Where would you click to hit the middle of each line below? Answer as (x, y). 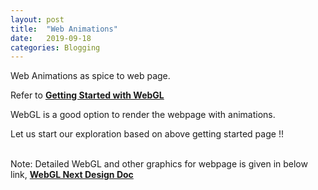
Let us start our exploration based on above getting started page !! (147, 134)
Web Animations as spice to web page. (90, 76)
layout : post (37, 19)
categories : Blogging (55, 47)
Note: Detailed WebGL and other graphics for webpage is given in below (159, 164)
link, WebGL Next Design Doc (72, 175)
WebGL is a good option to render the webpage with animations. (143, 115)
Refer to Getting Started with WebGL (87, 95)
